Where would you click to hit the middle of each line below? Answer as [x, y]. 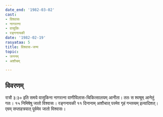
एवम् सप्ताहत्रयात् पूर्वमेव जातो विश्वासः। [36, 109]
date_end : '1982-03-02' [30, 10]
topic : [12, 51]
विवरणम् [15, 85]
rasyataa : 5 [18, 42]
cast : [11, 14]
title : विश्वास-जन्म [22, 47]
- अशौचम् [13, 61]
